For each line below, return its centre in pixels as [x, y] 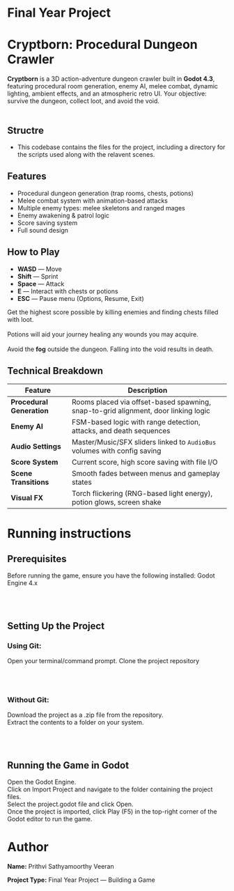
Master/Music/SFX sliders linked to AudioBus [144, 442]
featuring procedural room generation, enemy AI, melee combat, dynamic [112, 86]
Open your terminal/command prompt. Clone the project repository [103, 661]
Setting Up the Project [56, 626]
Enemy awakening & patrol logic [63, 215]
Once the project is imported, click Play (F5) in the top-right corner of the [112, 812]
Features [27, 177]
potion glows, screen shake [117, 502]
